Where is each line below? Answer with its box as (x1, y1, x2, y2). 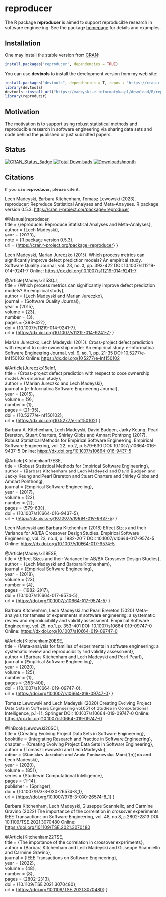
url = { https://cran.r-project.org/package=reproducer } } (5, 242, 119, 248)
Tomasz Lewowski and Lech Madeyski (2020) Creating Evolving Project (5, 700, 152, 706)
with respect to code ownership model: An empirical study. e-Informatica (5, 344, 154, 350)
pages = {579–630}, (5, 505, 46, 511)
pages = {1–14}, (5, 778, 37, 784)
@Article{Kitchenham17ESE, (5, 457, 62, 463)
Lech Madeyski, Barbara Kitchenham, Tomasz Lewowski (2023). (5, 196, 136, 202)
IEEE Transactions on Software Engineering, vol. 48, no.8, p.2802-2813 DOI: (5, 813, 160, 819)
